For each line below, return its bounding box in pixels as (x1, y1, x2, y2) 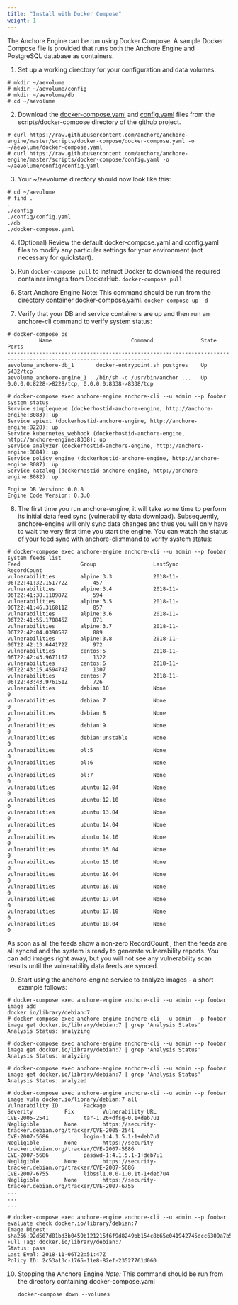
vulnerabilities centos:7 (7, 672, 106, 679)
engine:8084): (7, 448, 50, 456)
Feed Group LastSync (7, 561, 179, 568)
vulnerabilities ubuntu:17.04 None (7, 895, 166, 902)
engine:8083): (7, 411, 50, 418)
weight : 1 (7, 17, 37, 24)
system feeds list (7, 554, 62, 561)
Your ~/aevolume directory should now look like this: (17, 174, 171, 183)
